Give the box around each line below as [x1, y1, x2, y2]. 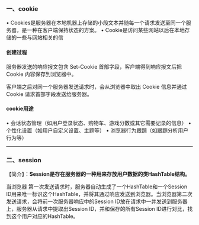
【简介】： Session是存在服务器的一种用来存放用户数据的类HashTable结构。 [6, 171, 191, 178]
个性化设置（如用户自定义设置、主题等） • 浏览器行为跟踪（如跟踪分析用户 [6, 127, 188, 134]
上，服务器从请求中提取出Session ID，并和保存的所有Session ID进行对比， [6, 205, 188, 212]
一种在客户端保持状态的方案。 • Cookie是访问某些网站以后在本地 [26, 27, 185, 34]
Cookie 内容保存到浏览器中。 [6, 70, 77, 78]
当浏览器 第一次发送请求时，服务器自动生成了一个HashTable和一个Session [6, 183, 188, 190]
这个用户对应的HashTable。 [11, 213, 79, 220]
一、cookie [6, 4, 38, 12]
